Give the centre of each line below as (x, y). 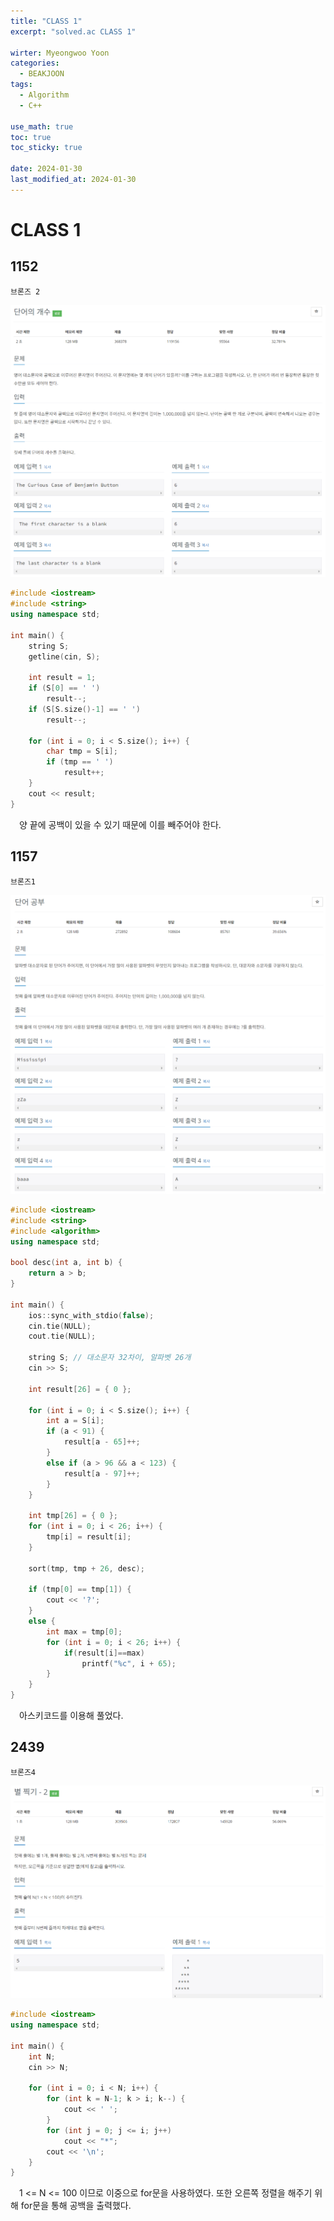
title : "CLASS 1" (46, 21)
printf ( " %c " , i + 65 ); (129, 1663)
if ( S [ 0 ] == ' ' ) (64, 688)
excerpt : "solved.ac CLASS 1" (73, 31)
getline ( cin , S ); (64, 656)
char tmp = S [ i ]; (82, 751)
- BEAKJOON (42, 74)
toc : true (31, 137)
